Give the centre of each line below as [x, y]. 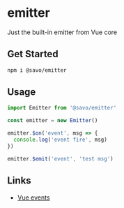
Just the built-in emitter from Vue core [62, 32]
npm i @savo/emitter [37, 70]
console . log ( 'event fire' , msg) [61, 140]
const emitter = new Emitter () [53, 121]
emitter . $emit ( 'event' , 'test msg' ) [60, 158]
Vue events [33, 198]
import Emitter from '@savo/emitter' [62, 108]
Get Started [33, 54]
